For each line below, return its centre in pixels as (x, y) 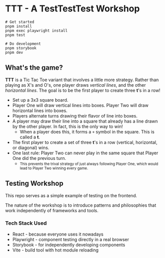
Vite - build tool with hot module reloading (55, 250)
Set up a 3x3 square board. (40, 100)
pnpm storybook (21, 48)
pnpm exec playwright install (37, 30)
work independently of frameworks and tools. (52, 210)
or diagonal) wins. (31, 147)
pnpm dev (14, 52)
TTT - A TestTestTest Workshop (73, 9)
